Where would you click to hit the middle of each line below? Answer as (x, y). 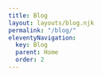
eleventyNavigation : (43, 38)
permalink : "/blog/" (43, 30)
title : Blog (28, 15)
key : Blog (31, 45)
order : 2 (30, 60)
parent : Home (37, 52)
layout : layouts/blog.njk (51, 23)
